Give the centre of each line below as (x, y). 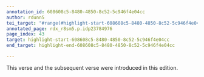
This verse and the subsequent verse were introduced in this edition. (92, 67)
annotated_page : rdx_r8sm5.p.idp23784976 (59, 29)
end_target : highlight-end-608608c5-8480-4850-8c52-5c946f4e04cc (90, 46)
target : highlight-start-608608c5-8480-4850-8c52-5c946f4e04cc (88, 40)
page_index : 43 (25, 34)
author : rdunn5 (25, 17)
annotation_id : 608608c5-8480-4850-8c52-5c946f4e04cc (76, 12)
